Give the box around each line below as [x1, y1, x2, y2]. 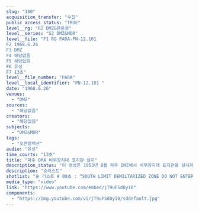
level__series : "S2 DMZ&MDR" [6, 31, 78, 37]
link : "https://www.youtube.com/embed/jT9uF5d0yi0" [6, 184, 136, 190]
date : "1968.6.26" [6, 86, 52, 92]
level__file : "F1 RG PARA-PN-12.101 [6, 36, 97, 42]
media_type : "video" [6, 179, 57, 185]
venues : [6, 91, 25, 97]
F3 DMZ [6, 47, 23, 53]
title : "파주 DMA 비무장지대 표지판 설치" [6, 157, 98, 163]
